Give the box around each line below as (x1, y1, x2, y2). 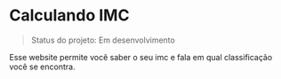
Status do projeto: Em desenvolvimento (30, 35, 175, 45)
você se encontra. (9, 61, 76, 72)
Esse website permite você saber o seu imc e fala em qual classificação (9, 51, 273, 62)
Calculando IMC (9, 5, 130, 26)
